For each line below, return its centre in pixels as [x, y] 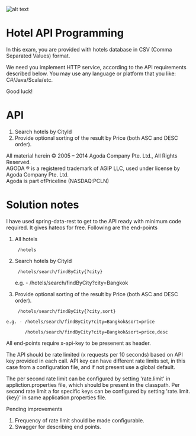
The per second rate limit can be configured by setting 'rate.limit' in [88, 379]
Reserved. [19, 162]
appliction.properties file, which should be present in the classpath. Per [93, 384]
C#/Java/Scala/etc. [30, 79]
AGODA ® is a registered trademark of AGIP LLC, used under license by [93, 168]
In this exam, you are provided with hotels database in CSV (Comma [89, 49]
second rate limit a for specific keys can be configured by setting [85, 391]
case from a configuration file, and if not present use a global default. [91, 367]
